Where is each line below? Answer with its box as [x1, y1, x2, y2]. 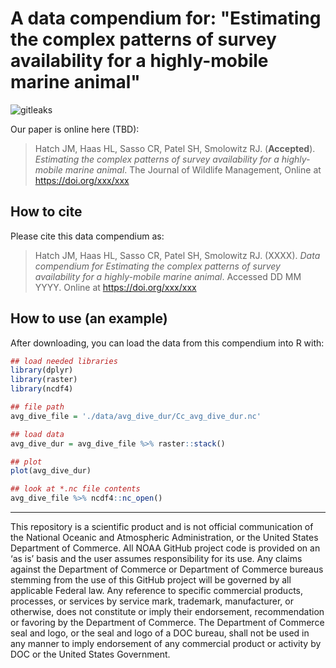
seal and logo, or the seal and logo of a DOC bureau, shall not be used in [10, 627, 310, 639]
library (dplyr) [10, 365, 74, 376]
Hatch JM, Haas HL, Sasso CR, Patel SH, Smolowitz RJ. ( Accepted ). [34, 142, 316, 154]
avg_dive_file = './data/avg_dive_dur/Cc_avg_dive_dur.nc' [10, 411, 262, 421]
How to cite [10, 203, 83, 221]
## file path [10, 402, 65, 412]
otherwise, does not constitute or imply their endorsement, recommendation [10, 606, 325, 618]
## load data [10, 429, 65, 439]
